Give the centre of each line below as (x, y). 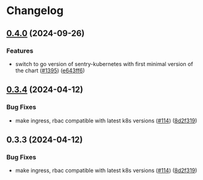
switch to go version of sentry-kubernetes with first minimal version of (104, 64)
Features (20, 51)
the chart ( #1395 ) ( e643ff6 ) (50, 70)
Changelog (35, 11)
